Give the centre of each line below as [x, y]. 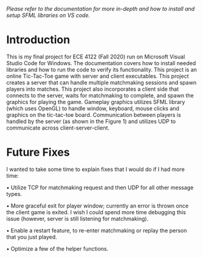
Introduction [38, 40]
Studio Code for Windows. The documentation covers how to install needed [101, 63]
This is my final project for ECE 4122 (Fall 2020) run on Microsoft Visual [96, 57]
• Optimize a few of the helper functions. [57, 248]
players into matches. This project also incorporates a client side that [93, 89]
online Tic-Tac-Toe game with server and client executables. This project [98, 76]
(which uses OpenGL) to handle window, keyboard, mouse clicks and [93, 108]
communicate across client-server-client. [58, 128]
